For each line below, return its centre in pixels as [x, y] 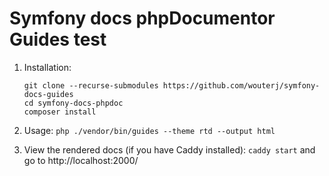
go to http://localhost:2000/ [81, 160]
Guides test [58, 39]
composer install [60, 112]
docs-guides [48, 94]
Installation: [47, 67]
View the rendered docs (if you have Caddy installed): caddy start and [169, 149]
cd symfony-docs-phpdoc [73, 103]
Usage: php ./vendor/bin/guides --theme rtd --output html [149, 130]
